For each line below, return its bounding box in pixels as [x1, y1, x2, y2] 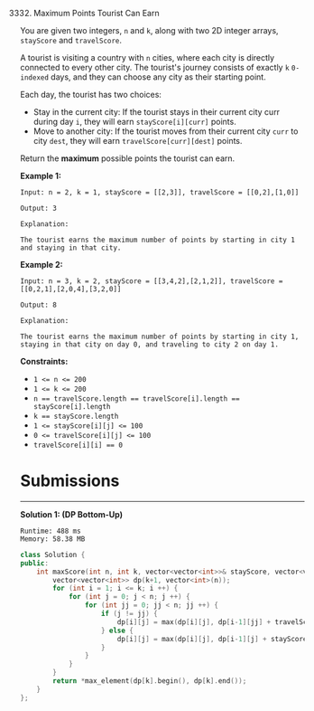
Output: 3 [20, 204, 58, 213]
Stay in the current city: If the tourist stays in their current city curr [32, 107, 280, 117]
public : [20, 558, 50, 568]
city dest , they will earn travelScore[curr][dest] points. [32, 136, 243, 146]
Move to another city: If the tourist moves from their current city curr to [32, 126, 299, 137]
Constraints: [20, 356, 69, 366]
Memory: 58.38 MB [20, 534, 86, 544]
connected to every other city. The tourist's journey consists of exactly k [20, 62, 290, 72]
